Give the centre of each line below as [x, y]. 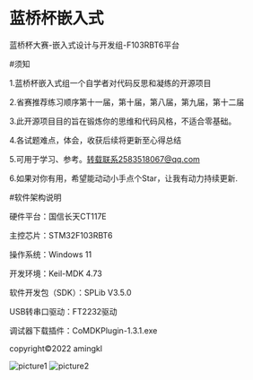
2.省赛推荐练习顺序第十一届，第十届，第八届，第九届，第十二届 [127, 102]
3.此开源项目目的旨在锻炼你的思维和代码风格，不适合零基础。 [123, 121]
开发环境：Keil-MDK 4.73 [56, 273]
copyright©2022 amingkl [56, 348]
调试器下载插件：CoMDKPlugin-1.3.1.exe [83, 330]
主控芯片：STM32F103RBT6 [61, 235]
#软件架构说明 [35, 197]
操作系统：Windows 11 [51, 254]
